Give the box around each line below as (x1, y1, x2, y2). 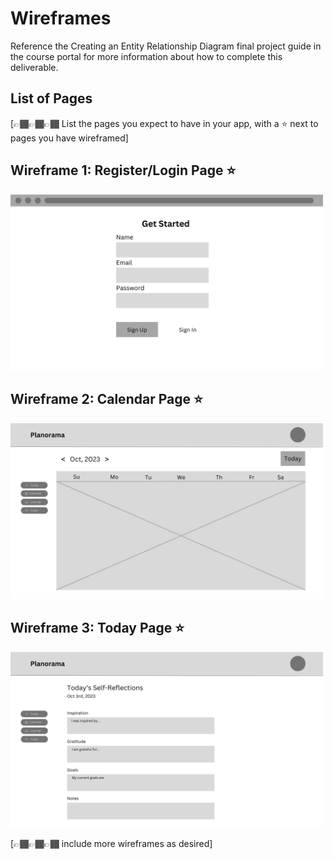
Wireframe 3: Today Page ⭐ (10, 620, 185, 637)
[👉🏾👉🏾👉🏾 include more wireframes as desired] (10, 837, 213, 849)
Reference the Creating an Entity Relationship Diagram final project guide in (10, 40, 322, 52)
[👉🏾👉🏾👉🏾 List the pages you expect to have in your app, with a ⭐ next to (10, 117, 319, 129)
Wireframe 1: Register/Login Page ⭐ (10, 162, 237, 179)
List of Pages (10, 90, 93, 107)
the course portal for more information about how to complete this (10, 50, 283, 62)
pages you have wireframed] (10, 132, 129, 144)
